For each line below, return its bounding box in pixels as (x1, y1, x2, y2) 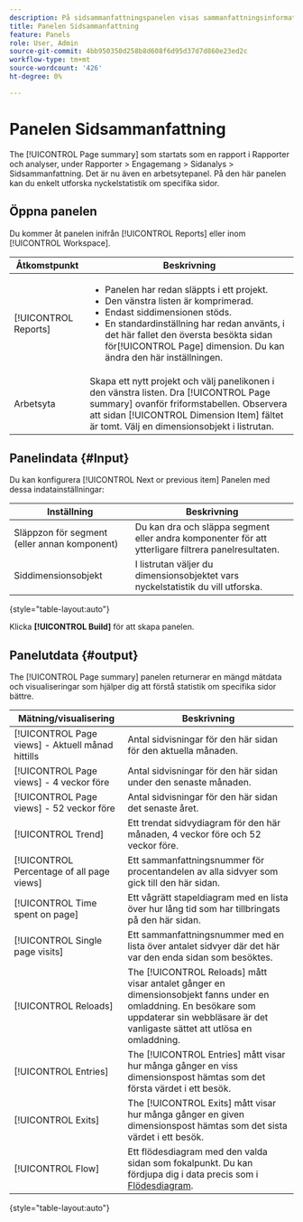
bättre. (9, 691, 34, 701)
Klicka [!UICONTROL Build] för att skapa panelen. (9, 621, 195, 633)
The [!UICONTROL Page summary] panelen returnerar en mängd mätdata (9, 672, 282, 682)
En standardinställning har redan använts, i (105, 317, 286, 330)
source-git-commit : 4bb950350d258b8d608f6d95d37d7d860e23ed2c (9, 47, 248, 56)
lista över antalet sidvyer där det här (127, 940, 280, 953)
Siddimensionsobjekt (14, 569, 103, 582)
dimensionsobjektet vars (134, 569, 239, 582)
